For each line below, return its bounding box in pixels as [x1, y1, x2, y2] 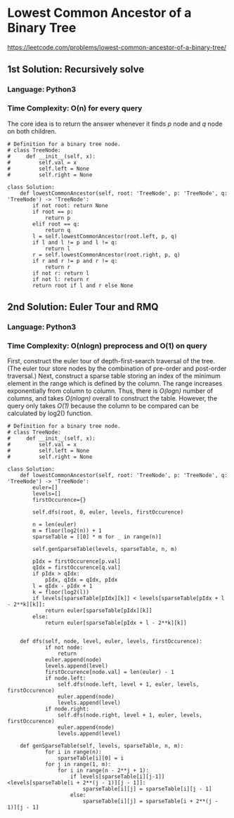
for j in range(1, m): [44, 761, 112, 768]
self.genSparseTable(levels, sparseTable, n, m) [32, 546, 178, 553]
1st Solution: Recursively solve [7, 63, 145, 75]
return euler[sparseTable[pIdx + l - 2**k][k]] [44, 620, 188, 627]
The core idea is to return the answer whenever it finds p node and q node [7, 119, 223, 128]
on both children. [7, 126, 57, 135]
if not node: [44, 644, 83, 651]
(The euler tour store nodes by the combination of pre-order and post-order [7, 364, 227, 373]
